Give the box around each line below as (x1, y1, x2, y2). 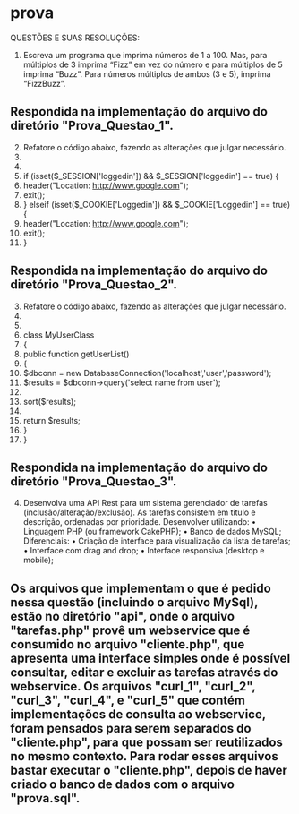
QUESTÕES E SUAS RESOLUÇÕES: (10, 32, 140, 43)
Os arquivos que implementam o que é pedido (10, 580, 271, 596)
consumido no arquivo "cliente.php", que (10, 637, 245, 652)
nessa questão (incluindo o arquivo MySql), (10, 595, 259, 610)
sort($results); (22, 396, 77, 407)
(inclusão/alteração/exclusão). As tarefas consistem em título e (22, 507, 256, 518)
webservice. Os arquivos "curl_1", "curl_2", (10, 679, 256, 694)
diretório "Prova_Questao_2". (10, 277, 177, 293)
